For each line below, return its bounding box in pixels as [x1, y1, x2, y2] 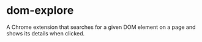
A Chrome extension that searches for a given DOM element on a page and [6, 23, 196, 31]
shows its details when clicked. [6, 29, 85, 37]
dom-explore [6, 4, 74, 17]
